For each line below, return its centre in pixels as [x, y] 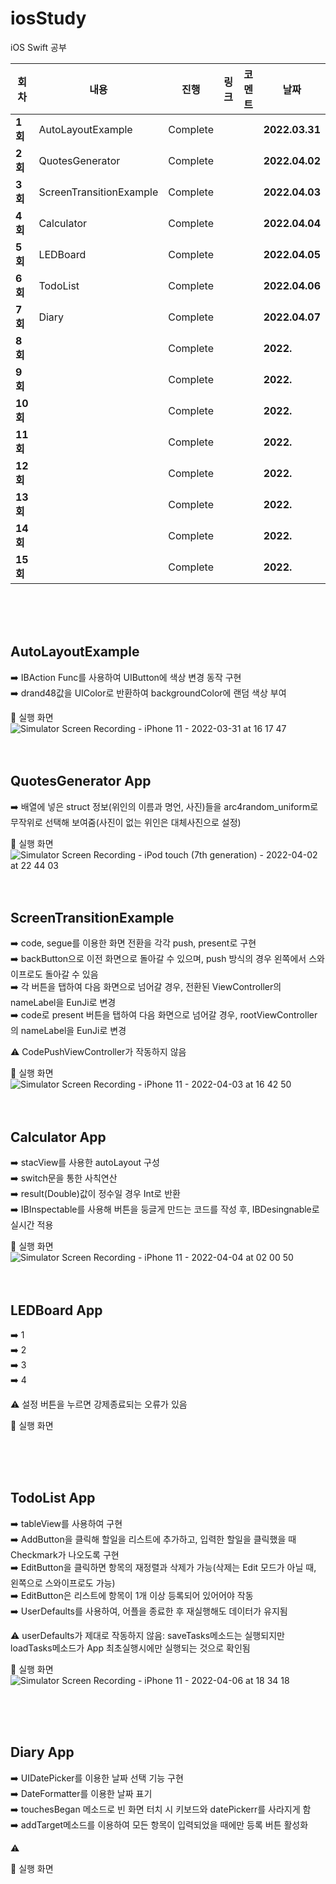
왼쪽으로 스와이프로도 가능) [63, 1583]
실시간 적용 [32, 1225]
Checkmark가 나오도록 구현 [65, 1554]
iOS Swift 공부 [38, 47]
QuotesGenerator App [81, 781]
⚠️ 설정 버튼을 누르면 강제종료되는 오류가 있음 [99, 1404]
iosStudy [48, 18]
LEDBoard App [56, 1310]
